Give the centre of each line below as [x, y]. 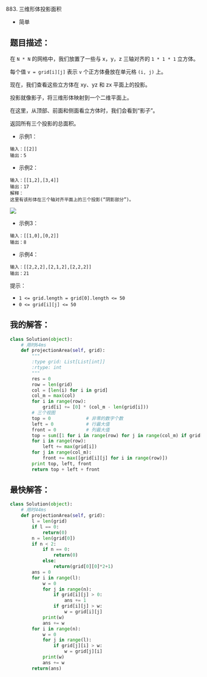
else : [49, 561]
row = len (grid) [52, 384]
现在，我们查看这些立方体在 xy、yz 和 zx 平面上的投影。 [80, 85]
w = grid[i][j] [83, 612]
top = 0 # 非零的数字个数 [78, 418]
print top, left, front [62, 464]
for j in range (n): [67, 589]
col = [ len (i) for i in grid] [70, 390]
